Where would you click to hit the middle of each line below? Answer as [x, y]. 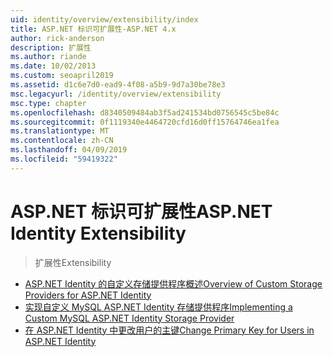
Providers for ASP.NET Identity [88, 295]
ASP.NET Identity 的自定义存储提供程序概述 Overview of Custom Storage [173, 283]
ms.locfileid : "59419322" [64, 159]
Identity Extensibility [98, 233]
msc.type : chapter [48, 103]
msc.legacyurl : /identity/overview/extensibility [116, 94]
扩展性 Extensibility [73, 262]
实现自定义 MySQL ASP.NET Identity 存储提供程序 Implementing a [158, 307]
